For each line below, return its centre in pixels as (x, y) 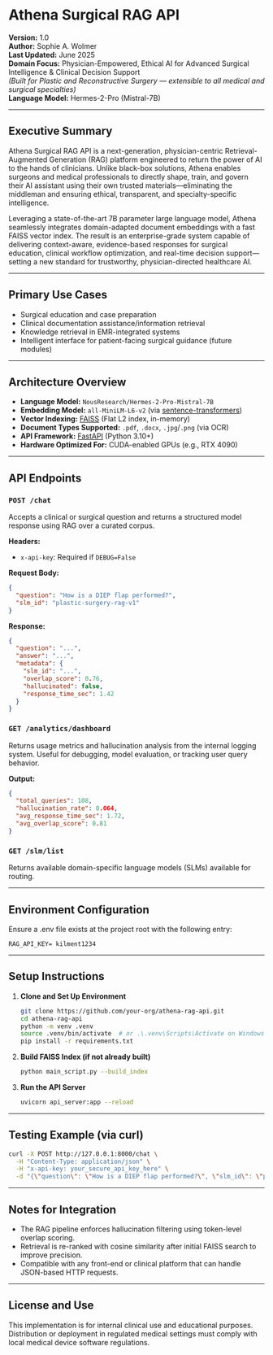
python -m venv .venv (56, 1026)
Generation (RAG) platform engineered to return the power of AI (156, 159)
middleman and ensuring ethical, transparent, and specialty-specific (123, 194)
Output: (22, 778)
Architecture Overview (67, 382)
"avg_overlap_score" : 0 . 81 (61, 824)
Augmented (28, 159)
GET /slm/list (36, 851)
